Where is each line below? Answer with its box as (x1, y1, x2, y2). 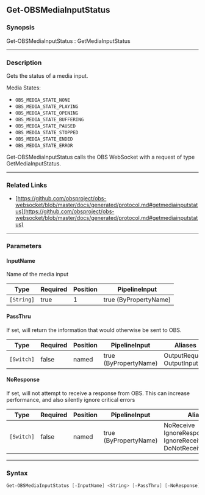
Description (6, 58, 42, 67)
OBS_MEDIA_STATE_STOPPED (15, 129, 79, 135)
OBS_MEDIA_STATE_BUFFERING (15, 116, 84, 123)
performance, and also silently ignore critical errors (6, 396, 135, 403)
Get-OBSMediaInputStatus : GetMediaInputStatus (6, 37, 131, 45)
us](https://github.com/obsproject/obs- (15, 208, 115, 215)
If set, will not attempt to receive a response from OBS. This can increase (6, 389, 190, 397)
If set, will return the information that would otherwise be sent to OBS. (6, 326, 182, 333)
